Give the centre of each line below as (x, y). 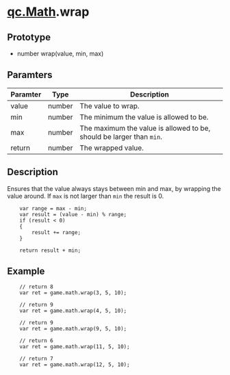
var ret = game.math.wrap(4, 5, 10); (73, 311)
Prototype (29, 37)
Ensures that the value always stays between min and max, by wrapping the (114, 188)
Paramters (30, 75)
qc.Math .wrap (48, 12)
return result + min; (50, 250)
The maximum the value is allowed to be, (145, 128)
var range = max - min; (53, 208)
